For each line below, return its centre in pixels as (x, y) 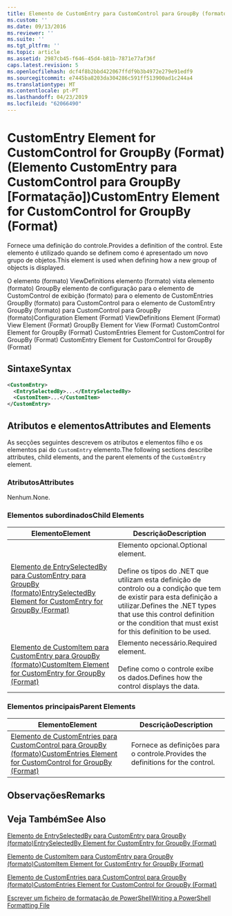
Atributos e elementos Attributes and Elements (109, 425)
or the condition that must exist (168, 622)
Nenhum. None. (29, 497)
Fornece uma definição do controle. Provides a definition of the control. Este (115, 245)
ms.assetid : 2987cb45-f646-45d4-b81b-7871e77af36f (81, 59)
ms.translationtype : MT (41, 84)
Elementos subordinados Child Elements (76, 515)
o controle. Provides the (169, 753)
